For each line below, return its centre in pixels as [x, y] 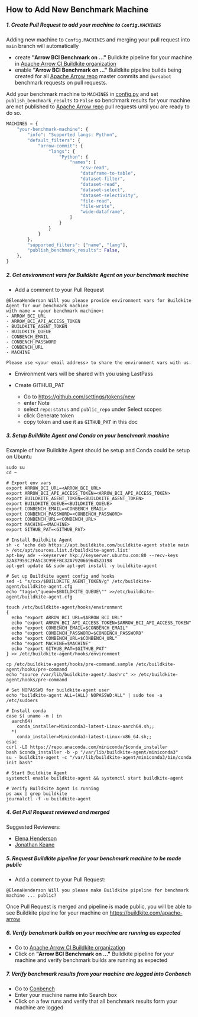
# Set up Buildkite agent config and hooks [61, 577]
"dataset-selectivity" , [109, 195]
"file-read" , [96, 201]
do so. [14, 113]
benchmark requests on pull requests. [61, 83]
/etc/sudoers [22, 701]
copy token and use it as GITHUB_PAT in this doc [80, 422]
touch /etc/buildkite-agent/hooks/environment [64, 607]
